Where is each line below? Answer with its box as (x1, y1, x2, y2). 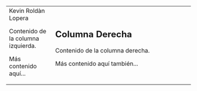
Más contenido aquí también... (55, 60, 138, 68)
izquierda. (9, 42, 36, 50)
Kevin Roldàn (9, 7, 45, 15)
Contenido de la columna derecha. (55, 47, 150, 55)
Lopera (9, 14, 29, 22)
